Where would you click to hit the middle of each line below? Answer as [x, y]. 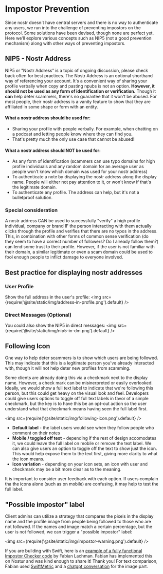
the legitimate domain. [34, 187]
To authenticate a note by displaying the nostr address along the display [84, 177]
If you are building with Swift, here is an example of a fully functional [74, 551]
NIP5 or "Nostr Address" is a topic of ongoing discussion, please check [77, 70]
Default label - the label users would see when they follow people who [83, 428]
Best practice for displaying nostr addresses [74, 272]
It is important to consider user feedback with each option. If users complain [81, 479]
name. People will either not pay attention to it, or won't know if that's [82, 182]
